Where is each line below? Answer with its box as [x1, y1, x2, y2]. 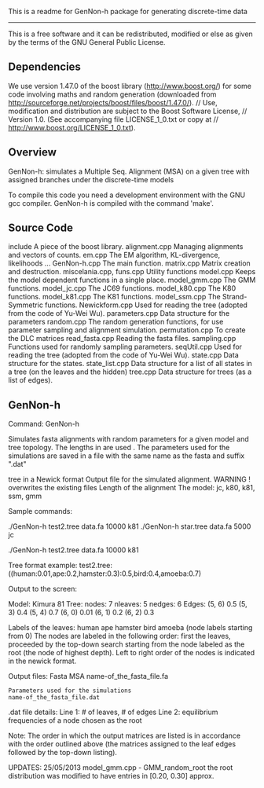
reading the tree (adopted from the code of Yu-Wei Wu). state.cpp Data [8, 350, 239, 360]
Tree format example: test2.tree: [8, 561, 112, 570]
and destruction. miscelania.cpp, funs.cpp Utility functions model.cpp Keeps [8, 267, 256, 277]
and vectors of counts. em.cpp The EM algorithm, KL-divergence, [8, 251, 221, 260]
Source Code [8, 222, 73, 235]
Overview [8, 145, 57, 159]
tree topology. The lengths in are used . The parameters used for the [8, 443, 230, 453]
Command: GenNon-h [8, 420, 80, 429]
